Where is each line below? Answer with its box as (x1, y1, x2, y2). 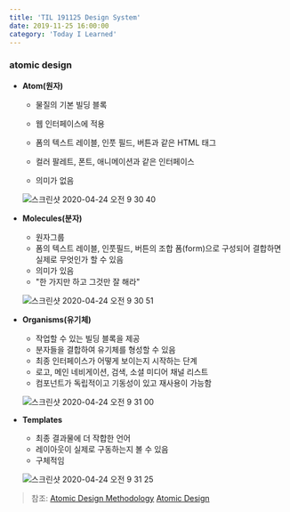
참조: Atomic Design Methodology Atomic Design (30, 492, 211, 503)
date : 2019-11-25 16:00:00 (9, 21, 109, 30)
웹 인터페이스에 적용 (35, 118, 105, 129)
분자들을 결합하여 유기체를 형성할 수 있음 (35, 344, 176, 354)
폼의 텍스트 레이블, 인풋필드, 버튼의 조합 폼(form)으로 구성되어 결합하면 (35, 242, 282, 254)
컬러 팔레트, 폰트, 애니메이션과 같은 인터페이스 (35, 156, 195, 167)
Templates (21, 414, 63, 425)
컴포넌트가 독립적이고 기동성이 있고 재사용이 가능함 (35, 378, 212, 388)
